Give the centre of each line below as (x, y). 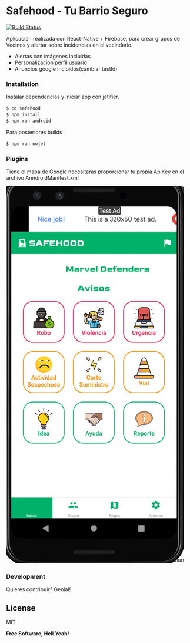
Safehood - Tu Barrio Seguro (77, 11)
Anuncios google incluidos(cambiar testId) (66, 68)
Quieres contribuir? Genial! (39, 589)
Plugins (17, 159)
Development (26, 576)
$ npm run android (29, 121)
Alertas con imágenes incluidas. (53, 56)
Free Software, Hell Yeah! (38, 634)
